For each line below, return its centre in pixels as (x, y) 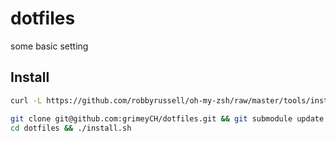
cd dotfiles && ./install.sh (71, 128)
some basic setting (49, 46)
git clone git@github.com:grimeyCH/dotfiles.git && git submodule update (167, 118)
